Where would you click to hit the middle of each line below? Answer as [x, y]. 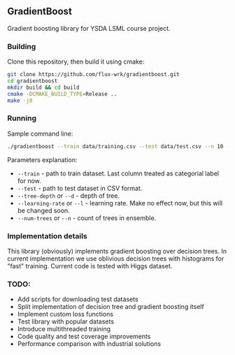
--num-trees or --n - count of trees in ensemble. [87, 218]
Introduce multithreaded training [64, 329]
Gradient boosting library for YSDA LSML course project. [89, 28]
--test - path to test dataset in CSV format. [80, 188]
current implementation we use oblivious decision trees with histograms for [116, 259]
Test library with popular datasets [65, 321]
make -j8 [20, 101]
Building [22, 46]
